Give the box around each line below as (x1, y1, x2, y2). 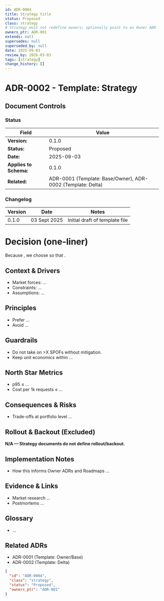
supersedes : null (5, 39, 41, 44)
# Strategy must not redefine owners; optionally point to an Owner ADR (5, 25, 156, 30)
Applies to (7, 161, 32, 168)
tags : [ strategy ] (5, 57, 41, 62)
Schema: (7, 167, 28, 174)
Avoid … (12, 322, 29, 328)
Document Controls (5, 102, 66, 110)
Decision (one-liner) (5, 236, 88, 247)
